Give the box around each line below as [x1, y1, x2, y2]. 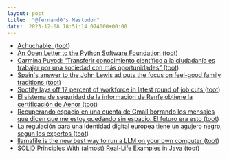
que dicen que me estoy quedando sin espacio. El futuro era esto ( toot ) [17, 115, 219, 123]
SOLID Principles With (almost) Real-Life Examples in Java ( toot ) [17, 144, 200, 152]
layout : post [7, 10, 45, 17]
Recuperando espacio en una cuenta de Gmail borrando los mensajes [17, 107, 215, 116]
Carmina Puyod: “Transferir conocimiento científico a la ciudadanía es [17, 56, 215, 65]
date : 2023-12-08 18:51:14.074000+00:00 [7, 23, 128, 30]
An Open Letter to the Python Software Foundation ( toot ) [17, 49, 179, 57]
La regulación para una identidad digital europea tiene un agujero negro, [17, 122, 222, 131]
